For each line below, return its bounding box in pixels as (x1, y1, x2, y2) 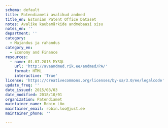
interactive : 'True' (14, 73, 58, 78)
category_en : (5, 45, 33, 50)
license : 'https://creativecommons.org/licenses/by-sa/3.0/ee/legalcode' (5, 78, 165, 83)
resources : (5, 54, 28, 60)
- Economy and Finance (10, 50, 58, 55)
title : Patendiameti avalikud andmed (5, 12, 85, 17)
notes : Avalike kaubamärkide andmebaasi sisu (5, 21, 103, 27)
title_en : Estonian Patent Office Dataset (5, 17, 96, 22)
